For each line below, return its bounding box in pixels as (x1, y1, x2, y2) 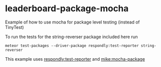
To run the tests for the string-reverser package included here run (5, 34, 138, 40)
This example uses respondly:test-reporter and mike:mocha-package (5, 56, 145, 62)
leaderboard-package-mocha (5, 3, 129, 14)
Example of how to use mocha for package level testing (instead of (5, 19, 140, 25)
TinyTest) (5, 24, 24, 30)
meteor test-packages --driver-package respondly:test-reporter (5, 43, 139, 48)
